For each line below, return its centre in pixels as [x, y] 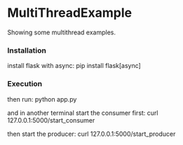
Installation [27, 50]
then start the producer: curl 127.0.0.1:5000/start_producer [91, 134]
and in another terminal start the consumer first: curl [83, 113]
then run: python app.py [42, 99]
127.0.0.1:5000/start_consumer [51, 120]
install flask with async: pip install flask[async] [74, 66]
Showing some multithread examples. [62, 32]
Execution [25, 84]
